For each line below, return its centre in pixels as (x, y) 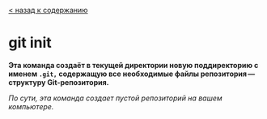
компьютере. (31, 106)
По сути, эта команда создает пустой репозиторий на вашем (115, 98)
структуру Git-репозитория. (59, 82)
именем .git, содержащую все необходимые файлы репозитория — (132, 74)
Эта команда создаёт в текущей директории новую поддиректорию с (133, 65)
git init (30, 43)
